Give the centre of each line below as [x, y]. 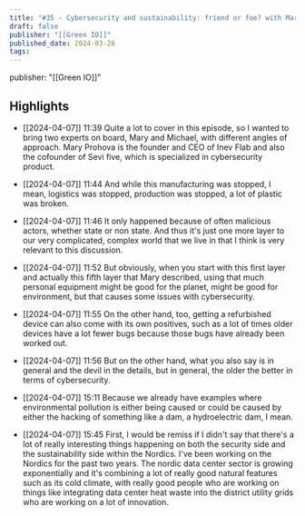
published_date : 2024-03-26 [63, 43]
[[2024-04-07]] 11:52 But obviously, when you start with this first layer [154, 267]
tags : [20, 52]
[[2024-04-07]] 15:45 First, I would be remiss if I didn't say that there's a [158, 434]
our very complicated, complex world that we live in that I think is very [153, 240]
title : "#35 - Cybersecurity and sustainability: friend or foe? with [146, 18]
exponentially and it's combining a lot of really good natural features [150, 472]
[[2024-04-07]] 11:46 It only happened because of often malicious [147, 221]
